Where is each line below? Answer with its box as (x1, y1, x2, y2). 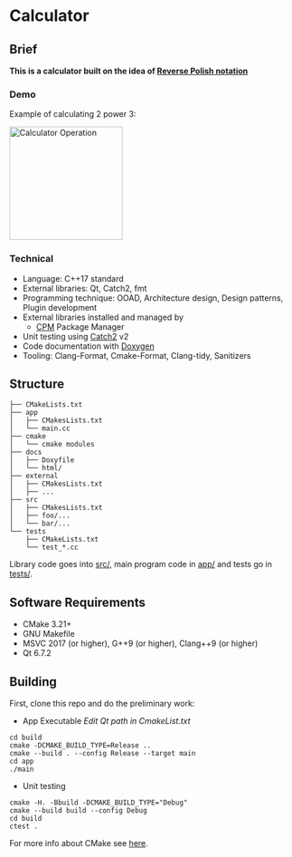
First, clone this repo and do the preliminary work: (9, 698, 195, 709)
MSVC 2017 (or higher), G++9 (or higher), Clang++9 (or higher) (22, 638, 259, 649)
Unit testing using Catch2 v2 (22, 331, 129, 342)
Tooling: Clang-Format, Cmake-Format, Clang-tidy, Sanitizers (22, 350, 251, 361)
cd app (9, 757, 34, 766)
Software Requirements (9, 594, 146, 610)
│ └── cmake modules (9, 440, 95, 449)
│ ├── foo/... (9, 511, 71, 521)
